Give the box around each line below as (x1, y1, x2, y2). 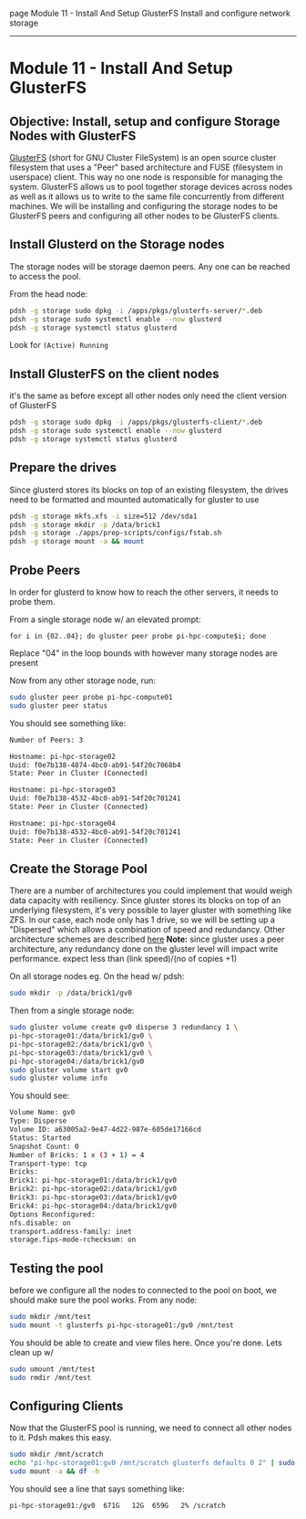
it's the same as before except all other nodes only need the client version (9, 390, 287, 401)
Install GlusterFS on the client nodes (9, 365, 219, 382)
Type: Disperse (9, 1116, 67, 1126)
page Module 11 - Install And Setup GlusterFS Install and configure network (9, 8, 291, 18)
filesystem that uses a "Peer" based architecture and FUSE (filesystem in (9, 162, 284, 173)
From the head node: (9, 288, 88, 300)
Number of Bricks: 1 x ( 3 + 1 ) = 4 (9, 1150, 145, 1159)
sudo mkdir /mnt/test (9, 1313, 92, 1322)
